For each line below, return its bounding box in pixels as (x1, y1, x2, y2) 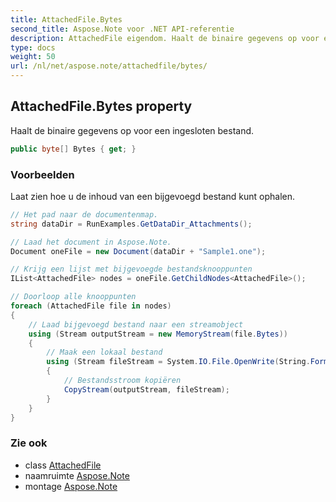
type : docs (10, 42, 56, 53)
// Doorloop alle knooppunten (10, 292, 137, 302)
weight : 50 (10, 52, 56, 62)
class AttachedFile (24, 459, 102, 471)
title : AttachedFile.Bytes (10, 14, 123, 25)
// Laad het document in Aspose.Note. (10, 237, 172, 247)
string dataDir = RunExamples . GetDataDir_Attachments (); (10, 219, 253, 229)
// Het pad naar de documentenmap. (10, 209, 159, 220)
